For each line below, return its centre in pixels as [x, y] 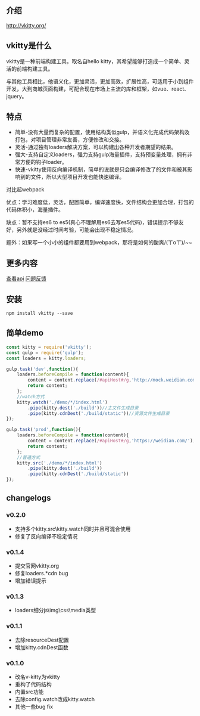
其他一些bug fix [34, 706]
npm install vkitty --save [40, 314]
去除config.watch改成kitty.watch [55, 699]
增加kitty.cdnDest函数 [41, 647]
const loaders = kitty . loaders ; [46, 358]
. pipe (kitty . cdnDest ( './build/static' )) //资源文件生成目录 [99, 413]
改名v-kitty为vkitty [37, 677]
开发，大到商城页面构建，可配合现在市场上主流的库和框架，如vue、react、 [98, 89]
